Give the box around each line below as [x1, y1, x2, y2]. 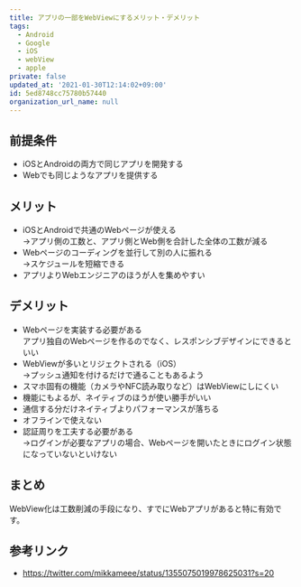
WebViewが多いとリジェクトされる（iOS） [22, 358, 182, 368]
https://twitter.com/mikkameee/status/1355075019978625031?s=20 [22, 568, 275, 579]
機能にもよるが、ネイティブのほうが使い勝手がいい [22, 392, 212, 403]
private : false [9, 72, 67, 81]
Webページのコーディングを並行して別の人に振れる [22, 247, 213, 257]
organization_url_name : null [9, 97, 119, 107]
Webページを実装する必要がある [22, 324, 142, 335]
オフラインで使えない [22, 415, 102, 425]
